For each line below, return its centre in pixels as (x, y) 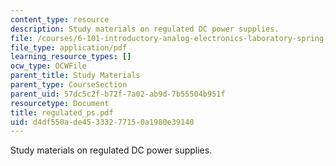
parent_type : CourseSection (69, 85)
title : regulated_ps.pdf (62, 112)
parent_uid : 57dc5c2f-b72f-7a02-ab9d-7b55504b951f (118, 94)
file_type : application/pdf (69, 47)
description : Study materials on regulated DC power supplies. (145, 29)
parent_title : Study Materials (75, 76)
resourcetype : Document (60, 103)
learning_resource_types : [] (71, 57)
